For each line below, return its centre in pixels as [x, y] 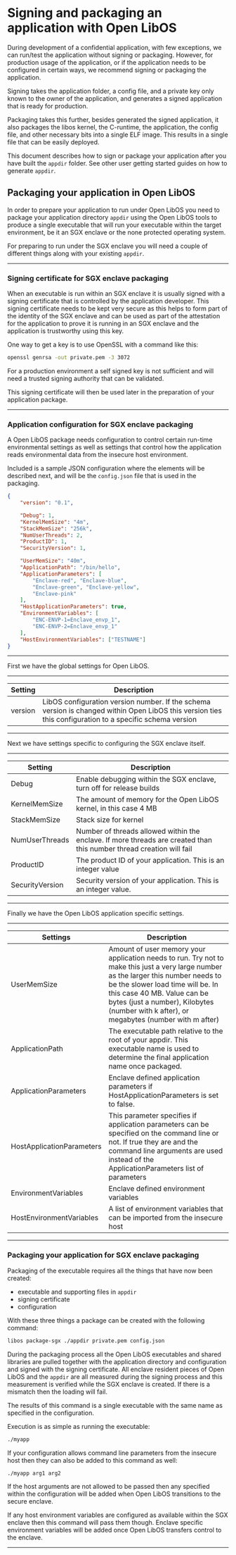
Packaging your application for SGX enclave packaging [103, 1255]
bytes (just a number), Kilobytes [161, 1002]
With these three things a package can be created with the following [106, 1320]
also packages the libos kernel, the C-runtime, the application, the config [113, 127]
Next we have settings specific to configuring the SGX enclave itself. [106, 744]
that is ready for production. [48, 106]
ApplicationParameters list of [156, 1168]
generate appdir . [32, 170]
